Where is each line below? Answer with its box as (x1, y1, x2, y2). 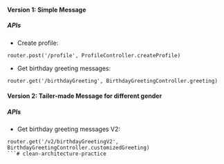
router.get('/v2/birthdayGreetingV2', (7, 139, 119, 145)
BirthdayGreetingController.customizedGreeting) (7, 145, 150, 152)
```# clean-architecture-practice (7, 150, 107, 158)
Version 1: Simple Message (7, 6, 86, 14)
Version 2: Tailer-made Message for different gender (7, 92, 162, 100)
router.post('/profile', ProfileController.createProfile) (7, 52, 181, 59)
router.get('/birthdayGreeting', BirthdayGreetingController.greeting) (7, 77, 218, 84)
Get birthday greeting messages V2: (17, 125, 121, 134)
